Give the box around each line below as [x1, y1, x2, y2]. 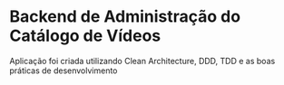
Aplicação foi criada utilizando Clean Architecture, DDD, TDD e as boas [9, 55, 276, 66]
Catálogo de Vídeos [9, 25, 162, 46]
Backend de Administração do [9, 6, 241, 27]
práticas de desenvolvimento [9, 65, 118, 76]
